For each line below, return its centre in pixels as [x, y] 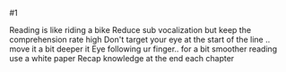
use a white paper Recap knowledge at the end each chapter [122, 58]
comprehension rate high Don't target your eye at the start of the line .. [140, 40]
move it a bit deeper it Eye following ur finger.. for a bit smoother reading [143, 49]
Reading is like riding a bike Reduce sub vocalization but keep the [130, 30]
